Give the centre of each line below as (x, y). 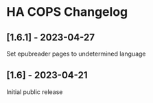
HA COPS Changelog (67, 12)
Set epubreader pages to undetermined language (76, 54)
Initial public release (35, 92)
